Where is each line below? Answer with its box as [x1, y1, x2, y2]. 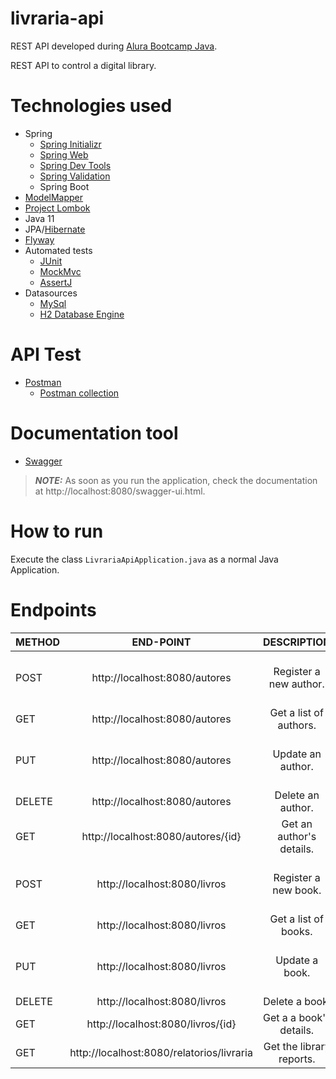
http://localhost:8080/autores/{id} [81, 829, 242, 843]
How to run [10, 520, 104, 542]
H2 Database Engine [39, 308, 125, 320]
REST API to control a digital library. [10, 59, 157, 71]
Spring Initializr [39, 138, 102, 150]
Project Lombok [24, 202, 91, 214]
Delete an [274, 788, 320, 802]
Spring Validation [39, 170, 111, 182]
